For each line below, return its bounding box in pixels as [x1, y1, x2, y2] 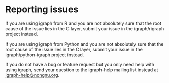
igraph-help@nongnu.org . [5, 72, 60, 78]
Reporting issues [5, 4, 79, 15]
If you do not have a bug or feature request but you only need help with [5, 61, 155, 67]
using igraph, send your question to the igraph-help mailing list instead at [5, 67, 158, 73]
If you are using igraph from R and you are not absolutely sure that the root [5, 20, 161, 26]
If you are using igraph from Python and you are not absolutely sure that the [5, 40, 164, 47]
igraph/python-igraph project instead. [5, 52, 84, 58]
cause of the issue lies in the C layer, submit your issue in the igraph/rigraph [5, 25, 164, 31]
